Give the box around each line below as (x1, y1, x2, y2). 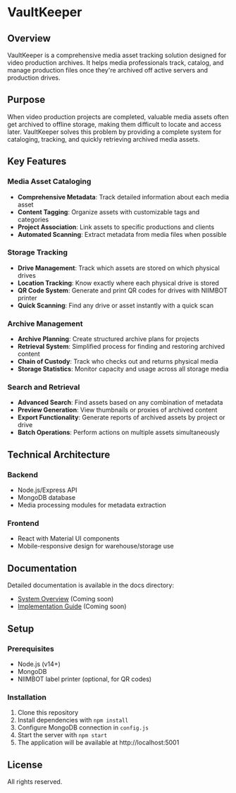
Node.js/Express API (17, 486, 77, 494)
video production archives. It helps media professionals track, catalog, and (7, 59, 224, 67)
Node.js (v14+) (17, 660, 61, 668)
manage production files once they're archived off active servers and (7, 66, 209, 74)
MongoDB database (17, 493, 76, 502)
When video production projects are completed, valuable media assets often (7, 112, 229, 121)
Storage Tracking (7, 247, 68, 257)
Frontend (7, 519, 39, 528)
